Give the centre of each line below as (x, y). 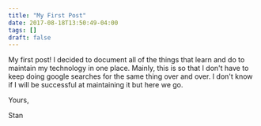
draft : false (30, 37)
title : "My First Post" (47, 15)
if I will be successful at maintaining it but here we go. (96, 85)
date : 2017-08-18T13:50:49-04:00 (63, 23)
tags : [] (23, 30)
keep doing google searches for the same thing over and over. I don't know (130, 76)
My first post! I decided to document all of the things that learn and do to (127, 60)
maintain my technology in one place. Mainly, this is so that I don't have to (129, 69)
